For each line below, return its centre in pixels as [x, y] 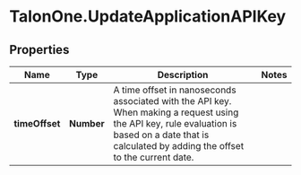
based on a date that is [161, 135]
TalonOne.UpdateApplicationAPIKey [148, 17]
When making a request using [176, 112]
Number [86, 123]
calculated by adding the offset [179, 146]
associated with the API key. [172, 101]
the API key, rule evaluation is [175, 123]
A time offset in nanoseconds [175, 90]
